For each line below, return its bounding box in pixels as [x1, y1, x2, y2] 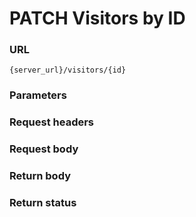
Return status [9, 196, 77, 210]
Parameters [9, 88, 67, 102]
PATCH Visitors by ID [9, 7, 186, 30]
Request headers [9, 115, 95, 129]
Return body [9, 169, 71, 183]
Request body [9, 142, 79, 156]
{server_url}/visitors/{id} [9, 65, 127, 76]
